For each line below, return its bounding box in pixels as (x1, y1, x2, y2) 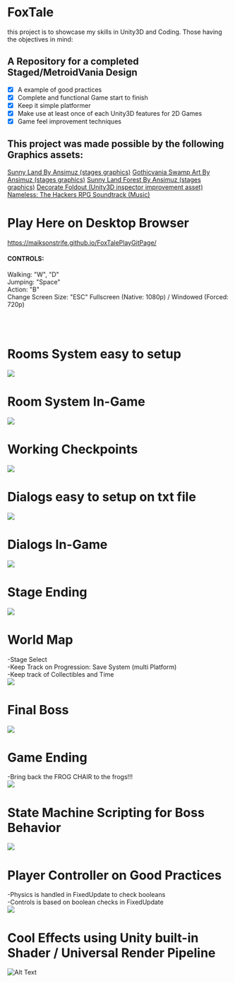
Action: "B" (7, 285, 40, 294)
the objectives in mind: (7, 35, 73, 43)
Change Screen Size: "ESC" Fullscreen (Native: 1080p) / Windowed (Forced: (7, 293, 229, 301)
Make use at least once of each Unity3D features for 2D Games (17, 109, 203, 117)
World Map (7, 632, 73, 648)
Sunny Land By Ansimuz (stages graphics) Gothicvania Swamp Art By (7, 167, 210, 176)
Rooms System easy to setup (7, 346, 181, 362)
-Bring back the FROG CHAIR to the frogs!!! (7, 773, 133, 781)
